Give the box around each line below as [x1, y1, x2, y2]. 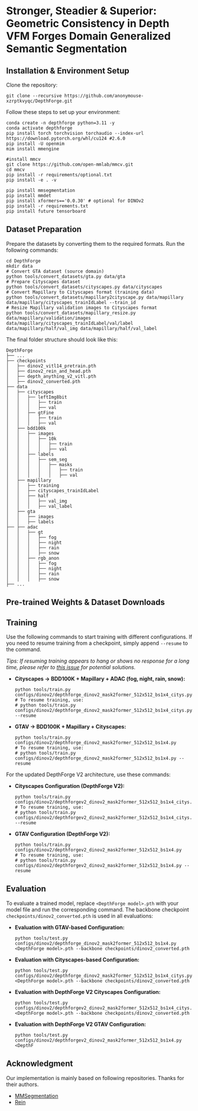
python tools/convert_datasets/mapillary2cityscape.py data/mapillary [6, 294, 184, 300]
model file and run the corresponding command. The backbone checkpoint [6, 906, 189, 913]
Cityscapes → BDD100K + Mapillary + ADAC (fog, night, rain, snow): [14, 675, 186, 682]
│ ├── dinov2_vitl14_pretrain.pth [6, 363, 96, 369]
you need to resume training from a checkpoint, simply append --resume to [6, 640, 188, 647]
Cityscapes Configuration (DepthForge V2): [14, 783, 125, 790]
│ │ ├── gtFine [6, 410, 54, 416]
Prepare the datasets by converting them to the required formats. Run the [6, 240, 185, 247]
